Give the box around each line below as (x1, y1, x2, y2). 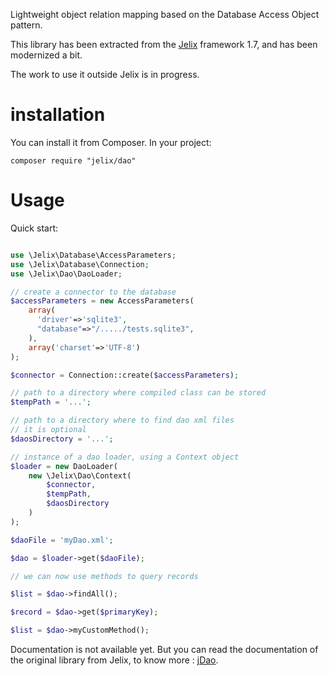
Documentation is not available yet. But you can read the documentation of (10, 644, 319, 655)
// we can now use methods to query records (10, 571, 199, 581)
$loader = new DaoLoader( (10, 461, 118, 471)
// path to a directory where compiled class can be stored (10, 388, 267, 398)
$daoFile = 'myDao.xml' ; (10, 535, 114, 545)
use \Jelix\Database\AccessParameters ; (10, 250, 177, 260)
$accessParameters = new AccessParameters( (10, 296, 195, 306)
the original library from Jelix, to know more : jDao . (10, 654, 219, 666)
